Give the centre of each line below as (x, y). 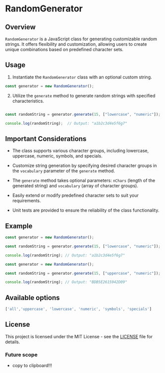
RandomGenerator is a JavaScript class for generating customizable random (81, 39)
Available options (33, 298)
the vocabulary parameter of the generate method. (64, 171)
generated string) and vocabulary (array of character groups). (75, 186)
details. (13, 342)
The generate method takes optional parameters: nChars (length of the (83, 181)
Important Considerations (46, 139)
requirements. (27, 201)
